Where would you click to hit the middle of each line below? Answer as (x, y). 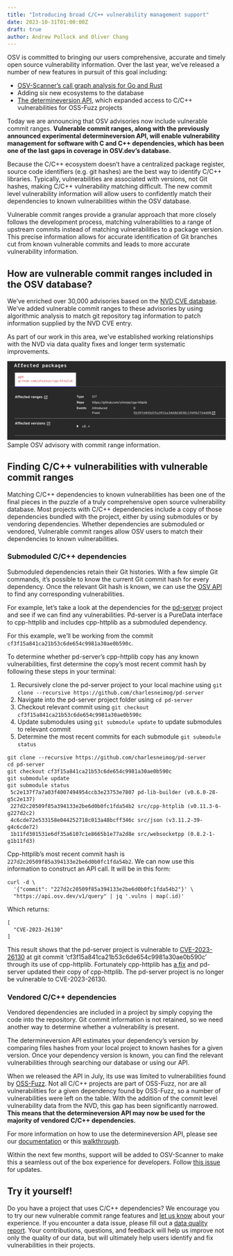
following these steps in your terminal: (62, 671)
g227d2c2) (21, 813)
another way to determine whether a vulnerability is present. (93, 1027)
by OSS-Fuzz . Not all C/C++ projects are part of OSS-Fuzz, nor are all (107, 1084)
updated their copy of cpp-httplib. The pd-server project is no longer (126, 972)
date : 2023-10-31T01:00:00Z (48, 22)
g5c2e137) (21, 799)
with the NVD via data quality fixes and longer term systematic (96, 344)
